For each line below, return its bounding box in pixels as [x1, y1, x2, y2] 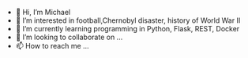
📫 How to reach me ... [15, 42, 89, 50]
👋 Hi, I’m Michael [15, 8, 71, 16]
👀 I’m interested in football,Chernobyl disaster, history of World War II [15, 16, 241, 25]
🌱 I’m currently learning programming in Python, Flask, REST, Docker [15, 24, 240, 33]
